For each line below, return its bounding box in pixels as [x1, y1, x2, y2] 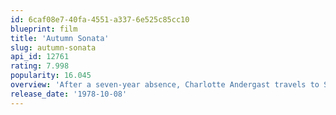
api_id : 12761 [10, 52, 70, 62]
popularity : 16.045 [10, 71, 92, 81]
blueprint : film [10, 24, 78, 34]
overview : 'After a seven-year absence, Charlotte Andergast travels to [10, 80, 320, 90]
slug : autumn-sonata [10, 42, 97, 53]
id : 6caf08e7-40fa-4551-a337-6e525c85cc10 [10, 14, 190, 25]
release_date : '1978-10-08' [10, 89, 128, 99]
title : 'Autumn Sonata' [10, 33, 110, 43]
